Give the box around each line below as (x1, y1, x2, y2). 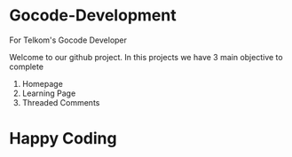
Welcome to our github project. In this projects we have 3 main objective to (9, 51, 283, 62)
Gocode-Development (9, 5, 177, 26)
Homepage (21, 78, 64, 89)
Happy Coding (9, 129, 117, 149)
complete (9, 61, 44, 72)
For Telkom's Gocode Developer (9, 35, 127, 45)
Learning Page (21, 88, 76, 98)
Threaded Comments (21, 97, 100, 107)
